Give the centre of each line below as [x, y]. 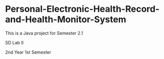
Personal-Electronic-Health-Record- [82, 9]
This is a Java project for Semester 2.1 [44, 33]
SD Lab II [14, 42]
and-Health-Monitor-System [66, 19]
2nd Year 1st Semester [28, 52]
